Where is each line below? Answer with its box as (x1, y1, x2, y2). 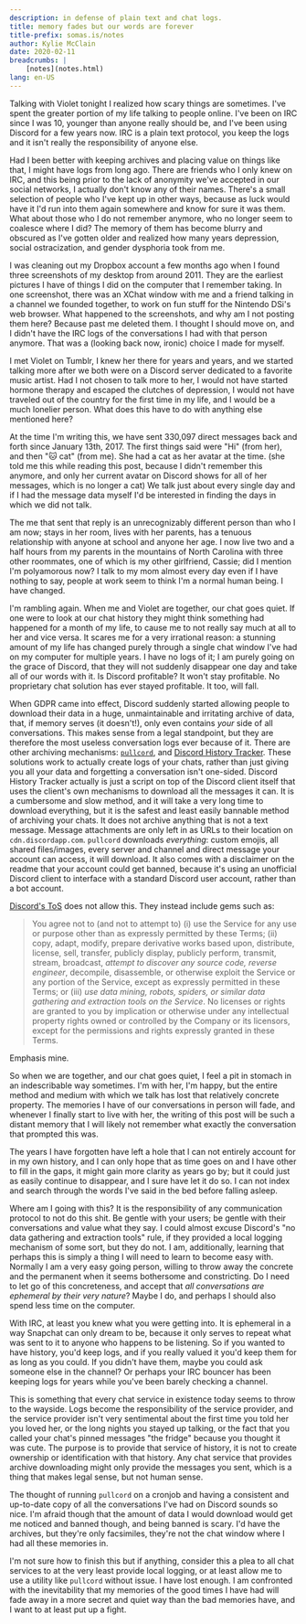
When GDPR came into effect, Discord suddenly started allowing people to (9, 698, 290, 709)
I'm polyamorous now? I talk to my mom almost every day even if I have (9, 565, 279, 576)
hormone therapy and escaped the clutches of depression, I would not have (9, 384, 295, 395)
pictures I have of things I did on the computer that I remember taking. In (9, 279, 282, 290)
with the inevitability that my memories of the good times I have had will (9, 1584, 280, 1596)
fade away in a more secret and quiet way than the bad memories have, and (9, 1594, 295, 1605)
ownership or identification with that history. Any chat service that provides (9, 1451, 292, 1463)
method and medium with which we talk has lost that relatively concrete (9, 1089, 280, 1100)
